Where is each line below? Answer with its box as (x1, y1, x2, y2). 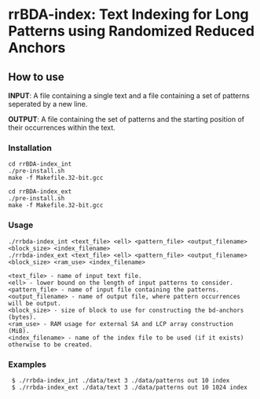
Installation (8, 142, 53, 153)
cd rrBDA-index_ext (8, 188, 72, 196)
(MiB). (8, 327, 30, 335)
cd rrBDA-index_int (8, 160, 72, 168)
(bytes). (8, 313, 37, 321)
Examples (8, 359, 47, 370)
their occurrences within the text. (8, 123, 115, 132)
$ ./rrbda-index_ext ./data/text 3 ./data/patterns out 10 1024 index (11, 383, 247, 391)
